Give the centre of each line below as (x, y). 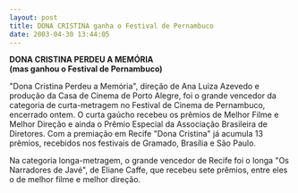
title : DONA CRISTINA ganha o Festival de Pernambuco (112, 26)
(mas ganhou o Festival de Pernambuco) (86, 69)
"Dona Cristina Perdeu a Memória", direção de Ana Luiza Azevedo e (134, 87)
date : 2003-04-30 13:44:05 (60, 34)
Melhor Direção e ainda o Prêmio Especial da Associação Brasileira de (139, 124)
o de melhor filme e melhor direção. (75, 180)
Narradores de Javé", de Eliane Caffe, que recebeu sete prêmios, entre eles (149, 170)
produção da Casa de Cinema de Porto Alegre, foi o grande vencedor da (143, 96)
